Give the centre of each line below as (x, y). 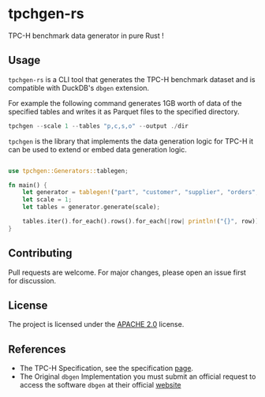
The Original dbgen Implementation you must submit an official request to (138, 376)
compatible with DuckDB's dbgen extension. (79, 88)
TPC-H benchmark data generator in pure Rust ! (86, 36)
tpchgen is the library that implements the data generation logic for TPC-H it (131, 141)
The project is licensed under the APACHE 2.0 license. (96, 324)
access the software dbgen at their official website (100, 385)
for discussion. (32, 280)
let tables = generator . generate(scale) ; (91, 207)
